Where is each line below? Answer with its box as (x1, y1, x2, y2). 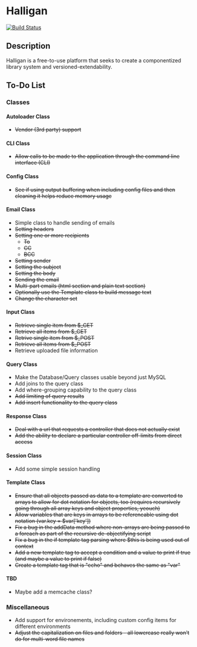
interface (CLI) (14, 159, 50, 166)
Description (6, 41, 50, 51)
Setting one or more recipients (14, 232, 90, 239)
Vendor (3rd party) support (14, 126, 81, 133)
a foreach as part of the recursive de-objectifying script (14, 530, 151, 537)
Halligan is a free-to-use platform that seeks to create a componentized (6, 56, 182, 64)
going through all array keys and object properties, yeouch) (14, 504, 160, 512)
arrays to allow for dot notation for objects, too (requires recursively (14, 498, 181, 506)
